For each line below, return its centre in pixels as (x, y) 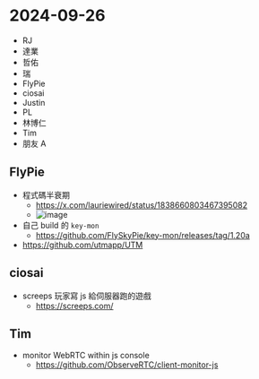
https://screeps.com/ (74, 306)
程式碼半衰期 (46, 194)
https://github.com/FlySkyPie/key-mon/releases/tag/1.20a (143, 235)
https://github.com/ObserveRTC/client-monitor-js (127, 365)
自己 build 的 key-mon (60, 225)
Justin (34, 102)
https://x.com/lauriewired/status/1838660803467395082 (142, 205)
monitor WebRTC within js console (86, 356)
